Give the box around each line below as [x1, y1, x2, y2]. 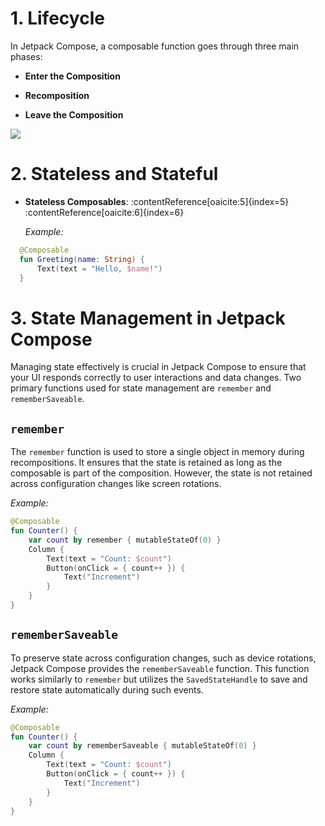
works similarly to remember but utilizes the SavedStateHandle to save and [10, 673, 308, 685]
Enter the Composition [24, 70, 121, 82]
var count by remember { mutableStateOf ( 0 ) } [28, 535, 222, 545]
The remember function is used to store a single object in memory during [10, 446, 305, 458]
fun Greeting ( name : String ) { [19, 254, 145, 264]
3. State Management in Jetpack [10, 307, 286, 329]
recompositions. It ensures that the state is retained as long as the [10, 457, 283, 469]
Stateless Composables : [24, 195, 129, 207]
